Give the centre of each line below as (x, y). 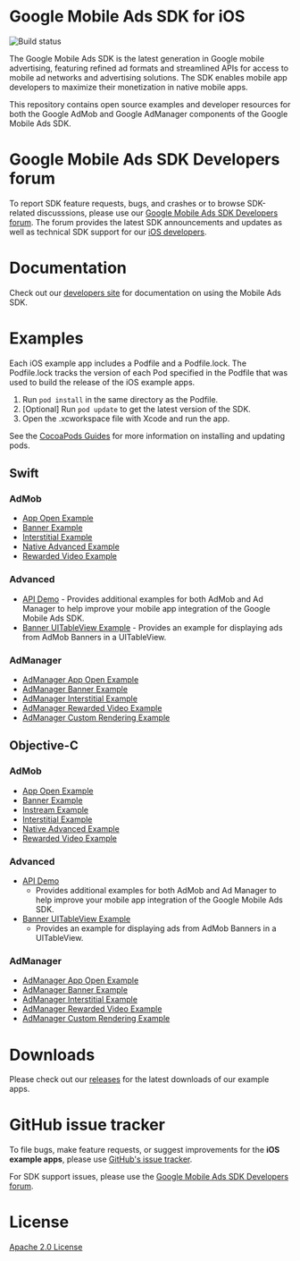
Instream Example (55, 809)
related (22, 213)
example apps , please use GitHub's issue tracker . (101, 1159)
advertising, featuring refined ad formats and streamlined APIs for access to (149, 68)
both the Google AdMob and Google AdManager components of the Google (149, 114)
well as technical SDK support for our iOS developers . (108, 232)
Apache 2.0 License (46, 1247)
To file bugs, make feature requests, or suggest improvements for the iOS (145, 1150)
